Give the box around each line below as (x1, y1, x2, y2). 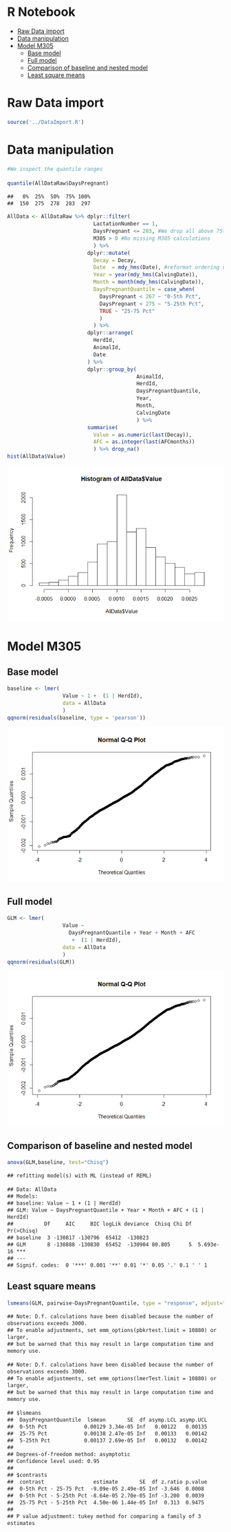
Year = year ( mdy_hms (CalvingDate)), (93, 272, 198, 278)
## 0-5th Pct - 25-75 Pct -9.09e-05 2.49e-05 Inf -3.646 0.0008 (7, 1485, 205, 1492)
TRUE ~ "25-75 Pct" (99, 307, 155, 314)
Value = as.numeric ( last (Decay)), (93, 431, 192, 438)
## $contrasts (7, 1471, 48, 1478)
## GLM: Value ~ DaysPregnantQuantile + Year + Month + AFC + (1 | (7, 1207, 205, 1214)
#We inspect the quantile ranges (7, 165, 103, 172)
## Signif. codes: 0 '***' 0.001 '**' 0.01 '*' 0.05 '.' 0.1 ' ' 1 (7, 1262, 208, 1269)
